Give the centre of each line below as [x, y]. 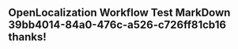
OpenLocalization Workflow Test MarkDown [119, 13]
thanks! [28, 37]
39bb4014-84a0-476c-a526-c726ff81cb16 [117, 25]
